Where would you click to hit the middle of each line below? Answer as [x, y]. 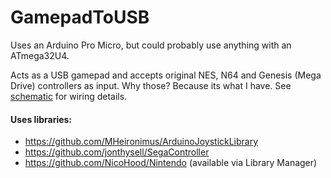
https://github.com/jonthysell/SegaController [117, 152]
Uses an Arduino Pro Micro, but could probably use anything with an [151, 45]
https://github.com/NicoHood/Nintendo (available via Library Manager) [171, 163]
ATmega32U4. [40, 55]
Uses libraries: [41, 119]
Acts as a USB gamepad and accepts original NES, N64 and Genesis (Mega [166, 75]
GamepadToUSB [80, 17]
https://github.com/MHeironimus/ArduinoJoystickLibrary [141, 142]
